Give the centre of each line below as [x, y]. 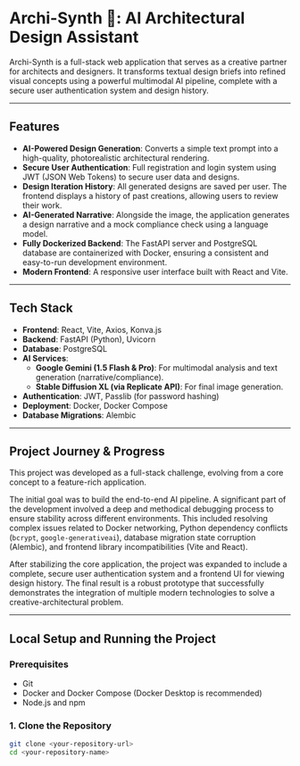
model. [35, 233]
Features [34, 127]
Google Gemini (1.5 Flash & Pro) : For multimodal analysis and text [157, 367]
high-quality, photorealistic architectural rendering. [116, 158]
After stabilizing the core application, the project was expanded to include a [148, 564]
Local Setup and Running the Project [112, 639]
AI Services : [45, 358]
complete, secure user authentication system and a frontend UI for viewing [147, 574]
